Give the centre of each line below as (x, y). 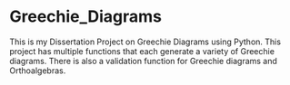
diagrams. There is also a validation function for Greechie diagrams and (143, 61)
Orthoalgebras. (38, 71)
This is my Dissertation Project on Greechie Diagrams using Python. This (145, 42)
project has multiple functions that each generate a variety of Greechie (142, 51)
